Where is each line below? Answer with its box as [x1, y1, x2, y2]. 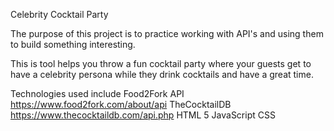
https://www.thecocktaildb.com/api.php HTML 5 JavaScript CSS [10, 109, 276, 121]
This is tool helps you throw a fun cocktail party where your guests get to [10, 58, 312, 69]
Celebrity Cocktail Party [10, 9, 109, 20]
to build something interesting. [10, 39, 136, 50]
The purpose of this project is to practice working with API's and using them [10, 28, 324, 39]
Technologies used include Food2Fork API [10, 88, 185, 99]
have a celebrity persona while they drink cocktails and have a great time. [10, 69, 314, 80]
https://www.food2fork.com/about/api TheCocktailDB [10, 99, 232, 110]
